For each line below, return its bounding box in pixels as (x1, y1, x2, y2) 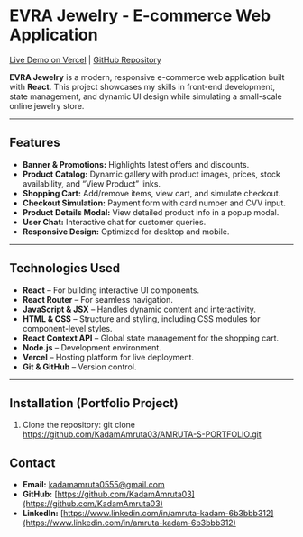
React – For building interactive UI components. (22, 285, 200, 296)
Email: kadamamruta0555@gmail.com (22, 479, 165, 490)
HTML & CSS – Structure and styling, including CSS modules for (22, 313, 261, 324)
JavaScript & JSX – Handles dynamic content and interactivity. (22, 304, 257, 314)
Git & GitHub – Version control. (22, 361, 137, 372)
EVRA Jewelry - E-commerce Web (9, 5, 271, 26)
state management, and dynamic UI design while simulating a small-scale (9, 91, 282, 102)
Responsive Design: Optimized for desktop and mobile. (22, 226, 230, 237)
